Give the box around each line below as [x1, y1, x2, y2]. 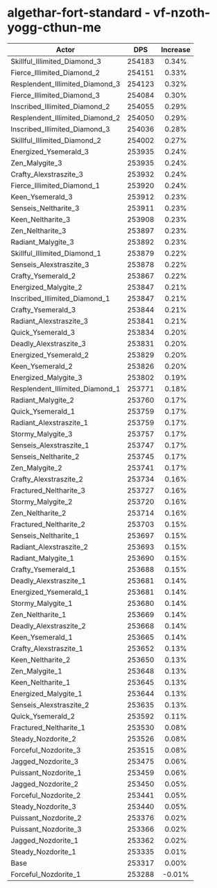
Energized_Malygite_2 [10, 282, 83, 292]
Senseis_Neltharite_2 [10, 452, 80, 461]
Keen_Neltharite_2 [10, 655, 71, 664]
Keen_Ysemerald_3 [10, 192, 73, 202]
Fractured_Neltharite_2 [10, 519, 85, 529]
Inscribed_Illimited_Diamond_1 [10, 293, 110, 303]
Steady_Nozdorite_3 [10, 801, 76, 811]
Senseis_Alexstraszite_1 [10, 440, 89, 450]
